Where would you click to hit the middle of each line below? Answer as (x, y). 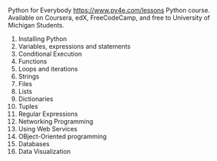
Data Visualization (44, 151)
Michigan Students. (36, 25)
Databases (34, 144)
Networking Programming (56, 121)
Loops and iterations (48, 69)
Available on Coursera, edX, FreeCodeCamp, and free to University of (109, 18)
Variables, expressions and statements (74, 46)
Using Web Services (48, 129)
